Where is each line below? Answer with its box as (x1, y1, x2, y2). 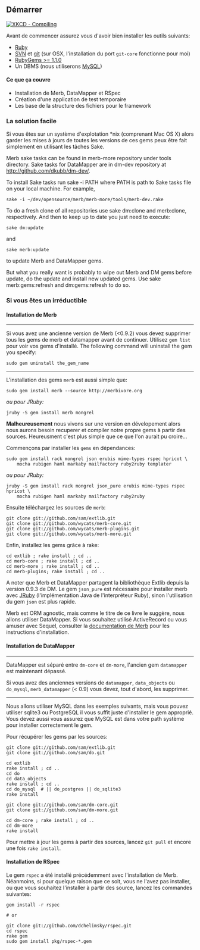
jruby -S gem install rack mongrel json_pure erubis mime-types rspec (6, 483, 185, 489)
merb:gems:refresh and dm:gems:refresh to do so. (6, 282, 130, 289)
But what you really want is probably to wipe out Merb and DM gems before (6, 269, 192, 276)
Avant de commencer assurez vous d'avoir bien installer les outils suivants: (6, 32, 190, 39)
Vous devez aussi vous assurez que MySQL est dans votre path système (6, 715, 185, 722)
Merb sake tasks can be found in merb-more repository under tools (6, 155, 171, 162)
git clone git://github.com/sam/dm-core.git (6, 802, 118, 808)
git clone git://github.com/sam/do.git (6, 749, 105, 755)
